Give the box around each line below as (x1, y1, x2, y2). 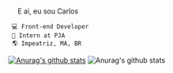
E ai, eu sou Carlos (17, 6, 79, 16)
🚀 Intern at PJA (11, 32, 66, 40)
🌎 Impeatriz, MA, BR (11, 40, 82, 48)
